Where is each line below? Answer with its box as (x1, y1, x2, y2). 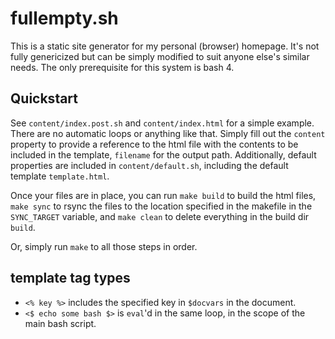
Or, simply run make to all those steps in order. (10, 240, 198, 252)
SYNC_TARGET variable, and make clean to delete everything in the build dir (10, 210, 310, 222)
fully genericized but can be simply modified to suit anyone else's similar (10, 50, 310, 62)
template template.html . (10, 170, 110, 182)
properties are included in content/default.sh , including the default (10, 159, 289, 171)
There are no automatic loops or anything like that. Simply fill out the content (10, 127, 326, 139)
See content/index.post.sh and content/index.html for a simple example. (10, 117, 315, 129)
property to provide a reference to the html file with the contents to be (10, 138, 299, 150)
